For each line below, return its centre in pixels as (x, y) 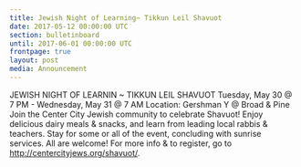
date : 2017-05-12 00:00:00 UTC (69, 26)
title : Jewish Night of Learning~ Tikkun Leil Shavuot (116, 18)
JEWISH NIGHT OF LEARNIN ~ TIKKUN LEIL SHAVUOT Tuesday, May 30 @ (151, 94)
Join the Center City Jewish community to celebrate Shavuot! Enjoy (136, 114)
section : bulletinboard (55, 35)
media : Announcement (49, 69)
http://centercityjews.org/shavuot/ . (75, 152)
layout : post (34, 60)
